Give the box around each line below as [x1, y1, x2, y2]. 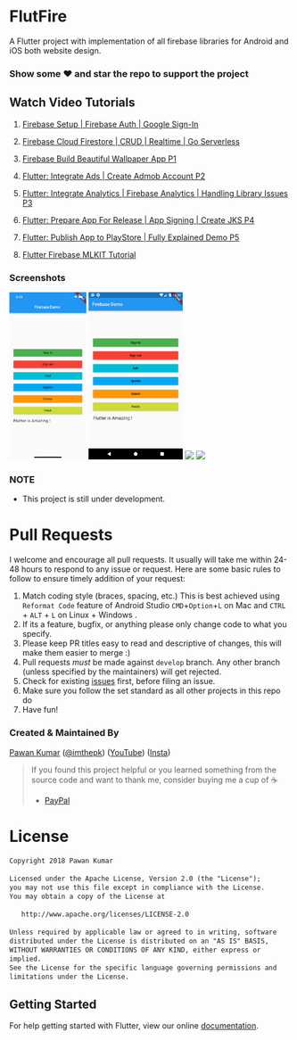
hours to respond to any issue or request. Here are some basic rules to [21, 564, 281, 574]
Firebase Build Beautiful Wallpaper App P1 [21, 153, 177, 164]
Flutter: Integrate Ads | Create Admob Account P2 [21, 170, 206, 181]
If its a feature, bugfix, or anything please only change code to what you [21, 619, 287, 630]
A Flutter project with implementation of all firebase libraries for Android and [9, 36, 289, 46]
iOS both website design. [9, 45, 102, 55]
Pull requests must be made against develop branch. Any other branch [21, 657, 281, 668]
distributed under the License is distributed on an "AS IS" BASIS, [9, 937, 269, 946]
